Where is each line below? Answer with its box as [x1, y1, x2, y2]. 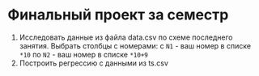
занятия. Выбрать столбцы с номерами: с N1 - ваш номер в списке [19, 40, 252, 50]
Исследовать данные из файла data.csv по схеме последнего [19, 32, 233, 42]
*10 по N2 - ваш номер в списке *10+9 [19, 49, 149, 59]
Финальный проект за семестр [7, 6, 229, 24]
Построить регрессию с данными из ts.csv [19, 58, 169, 68]
